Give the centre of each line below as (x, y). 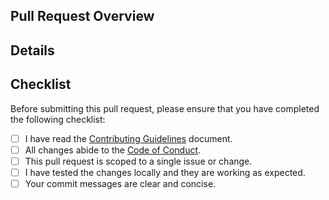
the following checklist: (58, 119)
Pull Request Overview (82, 16)
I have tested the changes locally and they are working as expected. (165, 172)
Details (32, 50)
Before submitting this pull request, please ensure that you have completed (165, 108)
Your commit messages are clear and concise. (120, 183)
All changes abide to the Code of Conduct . (113, 150)
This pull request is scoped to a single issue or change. (138, 161)
